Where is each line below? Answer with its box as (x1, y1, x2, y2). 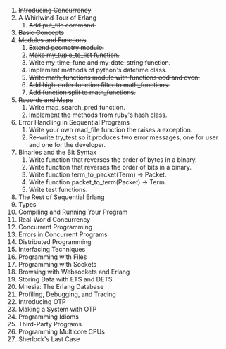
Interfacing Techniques (18, 246, 86, 253)
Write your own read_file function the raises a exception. (28, 126, 193, 134)
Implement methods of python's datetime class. (28, 66, 168, 74)
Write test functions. (28, 186, 88, 193)
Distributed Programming (18, 238, 92, 246)
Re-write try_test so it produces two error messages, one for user (28, 133, 219, 141)
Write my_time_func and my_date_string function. (28, 58, 171, 66)
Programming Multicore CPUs (18, 327, 105, 336)
